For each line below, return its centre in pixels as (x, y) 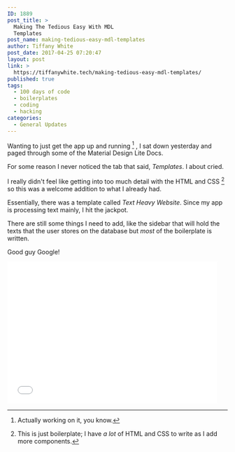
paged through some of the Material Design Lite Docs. (85, 153)
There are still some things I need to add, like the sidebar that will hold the (114, 223)
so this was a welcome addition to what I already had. (85, 189)
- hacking (28, 111)
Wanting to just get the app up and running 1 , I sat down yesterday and (109, 145)
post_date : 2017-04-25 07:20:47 (54, 53)
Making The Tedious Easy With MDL (64, 27)
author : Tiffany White (40, 46)
